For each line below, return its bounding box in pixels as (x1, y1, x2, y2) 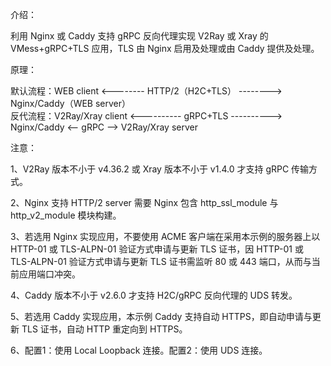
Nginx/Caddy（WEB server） (10, 98, 132, 109)
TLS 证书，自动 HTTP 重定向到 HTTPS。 (21, 323, 188, 335)
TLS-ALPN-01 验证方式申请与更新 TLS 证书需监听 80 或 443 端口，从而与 (10, 256, 312, 267)
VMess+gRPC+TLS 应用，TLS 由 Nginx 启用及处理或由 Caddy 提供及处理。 (10, 43, 320, 54)
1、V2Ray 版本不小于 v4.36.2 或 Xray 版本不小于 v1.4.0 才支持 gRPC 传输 (10, 163, 310, 175)
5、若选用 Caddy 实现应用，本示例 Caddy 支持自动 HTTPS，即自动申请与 (10, 311, 313, 322)
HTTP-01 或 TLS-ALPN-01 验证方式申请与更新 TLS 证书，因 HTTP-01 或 (10, 243, 304, 255)
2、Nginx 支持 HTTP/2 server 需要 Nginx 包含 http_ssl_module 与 (10, 197, 279, 208)
